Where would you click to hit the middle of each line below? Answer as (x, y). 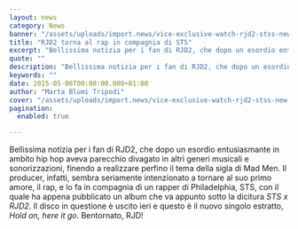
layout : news (33, 17)
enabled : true (43, 116)
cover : (21, 100)
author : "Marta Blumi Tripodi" (67, 91)
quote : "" (27, 59)
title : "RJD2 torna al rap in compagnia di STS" (101, 42)
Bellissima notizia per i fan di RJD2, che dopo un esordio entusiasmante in (145, 150)
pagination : (31, 108)
